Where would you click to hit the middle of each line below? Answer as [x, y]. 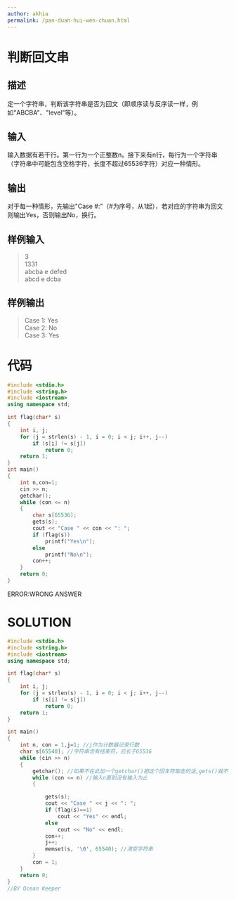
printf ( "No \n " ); [68, 555]
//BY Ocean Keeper [34, 888]
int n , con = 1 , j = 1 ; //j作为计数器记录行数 [80, 745]
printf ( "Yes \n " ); [70, 541]
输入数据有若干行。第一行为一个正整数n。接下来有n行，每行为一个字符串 [112, 155]
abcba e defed [46, 271]
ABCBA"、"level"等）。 [48, 112]
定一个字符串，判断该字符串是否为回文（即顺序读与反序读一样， [99, 103]
